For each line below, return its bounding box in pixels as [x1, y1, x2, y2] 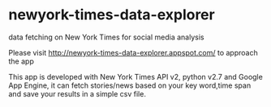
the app [8, 56, 34, 66]
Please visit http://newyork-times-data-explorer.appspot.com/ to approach [8, 47, 258, 57]
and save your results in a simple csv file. [8, 88, 146, 98]
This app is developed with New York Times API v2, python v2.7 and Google [8, 72, 264, 81]
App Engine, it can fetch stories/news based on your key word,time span [8, 80, 252, 90]
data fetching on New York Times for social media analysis [8, 32, 204, 42]
